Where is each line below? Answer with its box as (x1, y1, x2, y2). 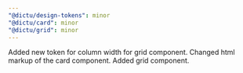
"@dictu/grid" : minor (8, 26, 79, 34)
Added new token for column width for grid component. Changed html (8, 48, 235, 57)
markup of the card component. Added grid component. (8, 56, 190, 65)
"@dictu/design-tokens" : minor (8, 11, 111, 20)
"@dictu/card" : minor (8, 19, 79, 27)
